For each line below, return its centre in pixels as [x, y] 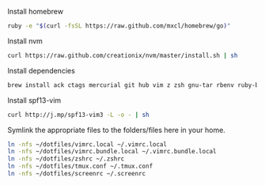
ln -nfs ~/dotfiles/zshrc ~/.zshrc [66, 159]
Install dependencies [42, 70]
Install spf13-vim [34, 100]
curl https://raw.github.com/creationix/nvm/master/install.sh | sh [123, 55]
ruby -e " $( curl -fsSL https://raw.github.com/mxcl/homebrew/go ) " [119, 26]
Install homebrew [36, 11]
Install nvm [25, 41]
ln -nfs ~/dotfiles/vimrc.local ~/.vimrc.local [87, 144]
